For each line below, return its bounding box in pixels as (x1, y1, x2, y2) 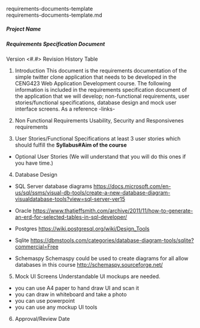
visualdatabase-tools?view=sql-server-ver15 (14, 195, 126, 203)
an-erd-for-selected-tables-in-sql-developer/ (14, 213, 128, 221)
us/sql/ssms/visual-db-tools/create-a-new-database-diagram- (14, 189, 171, 196)
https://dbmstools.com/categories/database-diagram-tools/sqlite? (30, 237, 195, 244)
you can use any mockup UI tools (14, 303, 98, 311)
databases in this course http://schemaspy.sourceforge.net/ (14, 261, 163, 269)
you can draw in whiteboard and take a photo (14, 291, 127, 298)
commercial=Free (14, 243, 59, 251)
